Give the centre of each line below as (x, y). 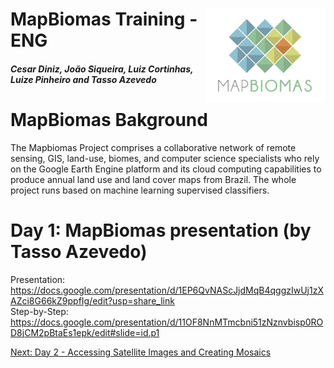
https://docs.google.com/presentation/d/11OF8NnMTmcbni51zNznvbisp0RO (167, 322)
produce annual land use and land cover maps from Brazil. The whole (153, 179)
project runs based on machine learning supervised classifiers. (140, 190)
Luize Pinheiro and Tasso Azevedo (83, 79)
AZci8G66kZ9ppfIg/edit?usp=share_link (92, 300)
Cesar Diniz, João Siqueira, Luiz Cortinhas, (102, 69)
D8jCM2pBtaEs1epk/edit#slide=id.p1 (85, 332)
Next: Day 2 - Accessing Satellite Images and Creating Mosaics (141, 352)
